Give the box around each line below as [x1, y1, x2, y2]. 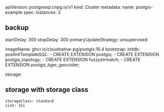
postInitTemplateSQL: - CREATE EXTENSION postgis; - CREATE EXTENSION [5, 51, 159, 57]
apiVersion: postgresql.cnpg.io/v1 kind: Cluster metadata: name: [5, 4, 135, 10]
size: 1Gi [5, 103, 26, 108]
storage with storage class [5, 85, 89, 94]
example [5, 9, 23, 15]
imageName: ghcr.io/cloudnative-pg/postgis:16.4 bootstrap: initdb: [5, 46, 140, 52]
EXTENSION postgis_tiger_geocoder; [5, 61, 80, 68]
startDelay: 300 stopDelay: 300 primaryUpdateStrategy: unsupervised [5, 36, 148, 42]
